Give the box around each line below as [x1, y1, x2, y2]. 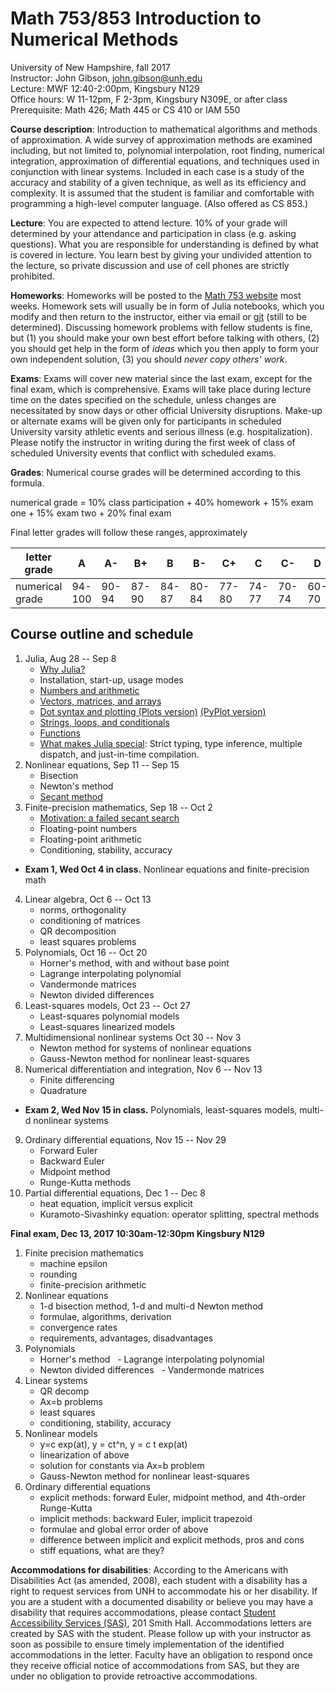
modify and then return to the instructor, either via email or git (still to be [10, 310, 308, 322]
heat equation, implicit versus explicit [39, 1197, 193, 1209]
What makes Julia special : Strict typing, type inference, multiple [39, 737, 303, 749]
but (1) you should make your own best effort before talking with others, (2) [10, 332, 320, 344]
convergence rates [39, 1321, 118, 1333]
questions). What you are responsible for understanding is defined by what [10, 238, 319, 250]
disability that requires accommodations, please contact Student [10, 1606, 277, 1618]
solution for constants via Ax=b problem [39, 1459, 205, 1471]
